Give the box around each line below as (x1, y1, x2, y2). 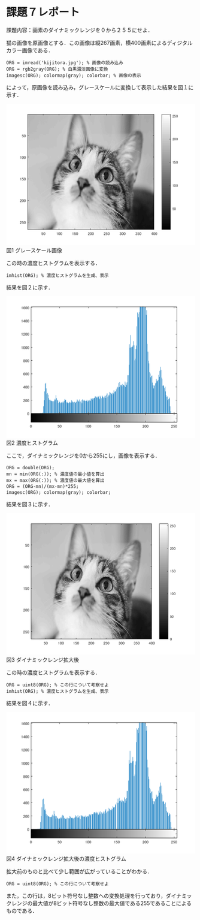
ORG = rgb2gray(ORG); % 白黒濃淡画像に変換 (6, 66, 108, 72)
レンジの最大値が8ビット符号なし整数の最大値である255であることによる (11, 900, 192, 907)
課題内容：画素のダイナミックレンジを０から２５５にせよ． (6, 26, 153, 34)
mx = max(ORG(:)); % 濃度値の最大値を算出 (6, 477, 105, 483)
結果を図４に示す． (6, 699, 54, 707)
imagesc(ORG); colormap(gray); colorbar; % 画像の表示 (6, 73, 142, 79)
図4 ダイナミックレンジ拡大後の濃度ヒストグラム (6, 855, 127, 862)
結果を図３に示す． (6, 500, 54, 508)
